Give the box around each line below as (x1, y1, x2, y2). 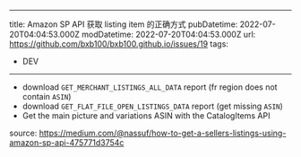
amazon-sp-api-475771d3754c (9, 137, 125, 148)
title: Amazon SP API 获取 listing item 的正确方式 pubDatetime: (9, 19, 238, 30)
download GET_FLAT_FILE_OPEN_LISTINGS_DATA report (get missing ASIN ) (21, 100, 284, 111)
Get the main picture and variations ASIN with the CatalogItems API (21, 110, 271, 121)
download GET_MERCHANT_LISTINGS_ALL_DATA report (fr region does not (21, 82, 278, 92)
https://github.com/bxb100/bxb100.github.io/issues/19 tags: (9, 39, 228, 49)
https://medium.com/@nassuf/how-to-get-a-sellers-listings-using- (39, 127, 287, 138)
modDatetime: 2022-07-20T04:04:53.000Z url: (82, 29, 256, 39)
